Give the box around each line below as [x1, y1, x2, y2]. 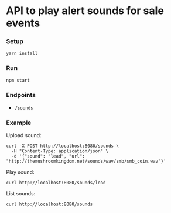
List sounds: [6, 190, 36, 197]
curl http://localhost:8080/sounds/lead [6, 180, 107, 186]
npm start [6, 77, 30, 83]
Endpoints [6, 90, 36, 99]
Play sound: [6, 169, 35, 176]
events [6, 16, 40, 30]
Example [6, 118, 32, 127]
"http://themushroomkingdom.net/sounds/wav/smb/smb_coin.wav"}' [6, 159, 166, 165]
